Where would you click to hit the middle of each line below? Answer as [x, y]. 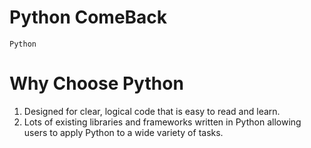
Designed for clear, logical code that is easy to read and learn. [152, 111]
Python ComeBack [88, 17]
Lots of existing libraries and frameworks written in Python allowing [162, 122]
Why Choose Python [96, 83]
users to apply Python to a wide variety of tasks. [123, 132]
